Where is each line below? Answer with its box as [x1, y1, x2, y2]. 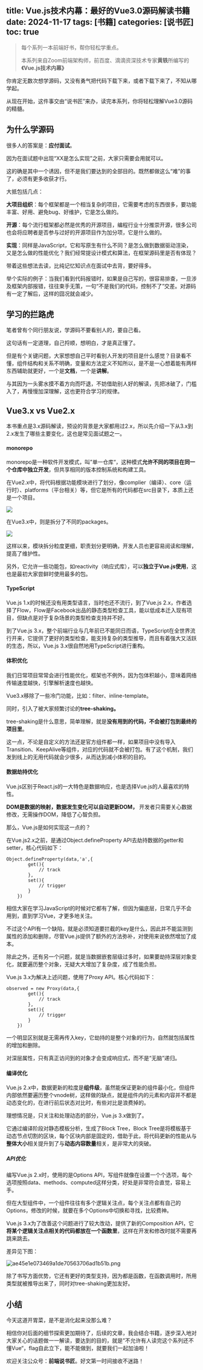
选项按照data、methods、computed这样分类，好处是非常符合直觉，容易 [6, 1179, 186, 1186]
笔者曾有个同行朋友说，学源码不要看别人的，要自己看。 [6, 326, 144, 334]
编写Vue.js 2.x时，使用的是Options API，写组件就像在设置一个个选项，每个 [6, 1172, 193, 1179]
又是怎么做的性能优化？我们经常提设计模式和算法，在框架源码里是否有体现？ [6, 249, 197, 256]
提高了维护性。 [6, 550, 43, 557]
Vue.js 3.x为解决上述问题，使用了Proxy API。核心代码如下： [6, 974, 156, 981]
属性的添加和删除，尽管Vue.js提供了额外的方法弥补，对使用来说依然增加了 [6, 932, 192, 940]
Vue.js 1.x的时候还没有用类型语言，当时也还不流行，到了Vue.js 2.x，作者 [6, 598, 187, 606]
